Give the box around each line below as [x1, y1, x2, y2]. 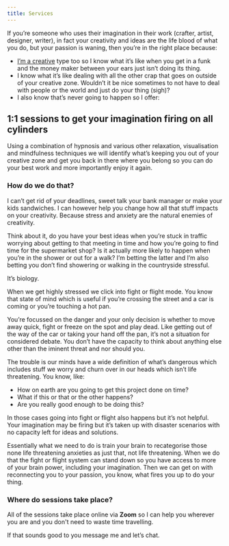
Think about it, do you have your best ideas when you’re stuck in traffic [7, 231, 207, 240]
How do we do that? [7, 181, 75, 191]
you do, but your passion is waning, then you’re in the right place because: [7, 43, 217, 51]
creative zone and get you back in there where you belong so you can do [7, 156, 213, 165]
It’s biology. [7, 274, 40, 282]
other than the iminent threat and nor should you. [7, 344, 146, 353]
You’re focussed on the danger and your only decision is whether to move [7, 315, 215, 323]
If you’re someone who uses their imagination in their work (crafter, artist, [7, 29, 214, 37]
